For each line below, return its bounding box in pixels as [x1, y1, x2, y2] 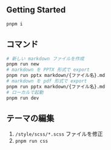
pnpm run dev [6, 95, 39, 101]
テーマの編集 [6, 113, 55, 123]
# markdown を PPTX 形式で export [6, 67, 90, 73]
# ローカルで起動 [6, 89, 44, 96]
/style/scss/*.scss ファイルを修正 [15, 130, 103, 138]
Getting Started [6, 5, 66, 15]
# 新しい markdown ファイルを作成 [6, 56, 84, 62]
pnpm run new [6, 61, 39, 67]
